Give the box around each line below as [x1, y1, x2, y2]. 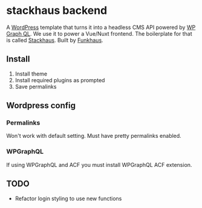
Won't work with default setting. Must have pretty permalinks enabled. [6, 132, 181, 140]
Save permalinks [15, 83, 57, 90]
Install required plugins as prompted [15, 76, 105, 83]
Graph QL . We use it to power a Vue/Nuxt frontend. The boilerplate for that [6, 30, 192, 37]
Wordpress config [6, 100, 76, 111]
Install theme [15, 70, 47, 77]
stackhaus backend [6, 4, 108, 18]
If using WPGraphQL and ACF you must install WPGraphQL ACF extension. [6, 161, 192, 168]
